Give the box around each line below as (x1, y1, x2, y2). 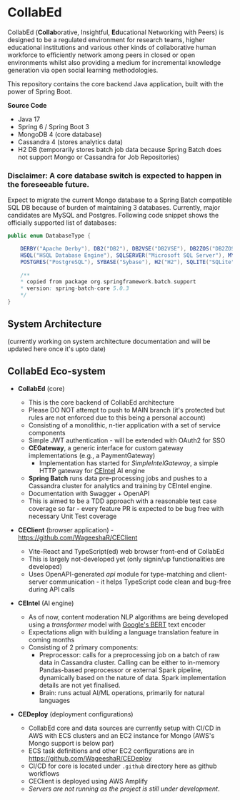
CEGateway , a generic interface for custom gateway (28, 443, 184, 452)
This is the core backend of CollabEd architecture (28, 398, 175, 407)
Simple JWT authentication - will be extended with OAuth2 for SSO (28, 436, 226, 445)
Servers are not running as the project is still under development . (28, 784, 220, 793)
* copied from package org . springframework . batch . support (20, 278, 196, 285)
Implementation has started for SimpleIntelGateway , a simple (39, 458, 219, 467)
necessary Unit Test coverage (28, 512, 117, 520)
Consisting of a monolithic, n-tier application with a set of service (28, 420, 221, 429)
